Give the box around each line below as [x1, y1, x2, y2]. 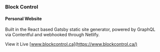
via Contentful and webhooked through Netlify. [5, 32, 100, 38]
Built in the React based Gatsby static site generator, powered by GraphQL [5, 26, 156, 32]
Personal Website [5, 16, 42, 22]
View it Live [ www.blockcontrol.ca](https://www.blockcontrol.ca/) [5, 41, 137, 47]
